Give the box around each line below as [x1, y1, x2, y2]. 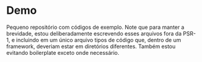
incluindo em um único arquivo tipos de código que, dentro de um [16, 36, 181, 43]
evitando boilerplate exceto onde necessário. [6, 49, 120, 56]
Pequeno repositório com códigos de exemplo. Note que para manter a [6, 23, 184, 31]
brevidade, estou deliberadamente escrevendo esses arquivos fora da [6, 29, 182, 37]
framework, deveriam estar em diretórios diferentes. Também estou [6, 43, 176, 50]
